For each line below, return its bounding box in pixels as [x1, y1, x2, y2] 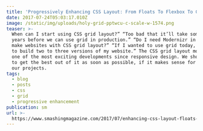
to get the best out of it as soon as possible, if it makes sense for [11, 59, 196, 65]
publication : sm [6, 104, 47, 110]
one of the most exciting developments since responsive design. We [11, 54, 188, 60]
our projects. [11, 65, 47, 71]
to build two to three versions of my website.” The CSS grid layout [11, 48, 190, 54]
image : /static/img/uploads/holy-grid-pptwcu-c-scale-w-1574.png [6, 20, 174, 26]
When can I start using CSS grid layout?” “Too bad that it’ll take [11, 31, 188, 37]
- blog [11, 76, 28, 82]
